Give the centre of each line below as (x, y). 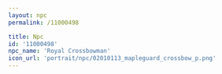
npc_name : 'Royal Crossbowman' (59, 51)
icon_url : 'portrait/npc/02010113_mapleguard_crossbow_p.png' (112, 58)
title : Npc (26, 37)
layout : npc (28, 15)
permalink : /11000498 (44, 23)
